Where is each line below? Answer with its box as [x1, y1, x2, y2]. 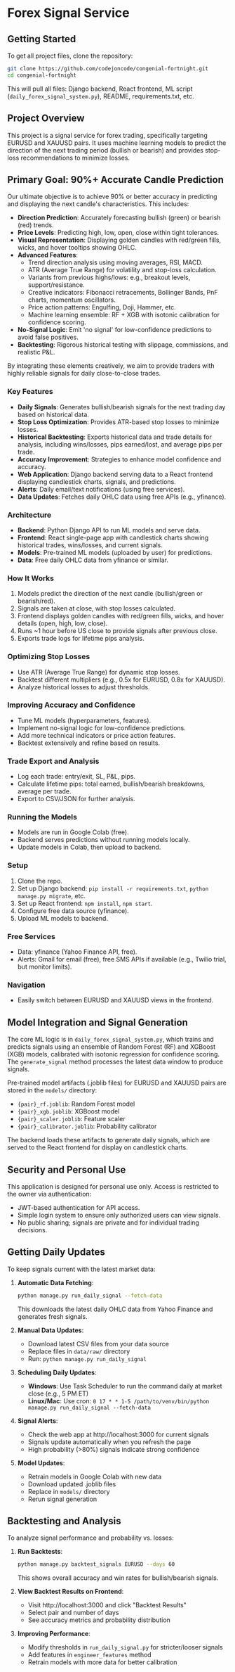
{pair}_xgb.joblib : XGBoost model [17, 1107, 120, 1116]
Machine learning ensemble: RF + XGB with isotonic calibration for [27, 311, 220, 319]
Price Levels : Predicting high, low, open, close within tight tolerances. [17, 229, 220, 237]
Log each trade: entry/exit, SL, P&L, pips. [17, 772, 135, 781]
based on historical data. [17, 410, 90, 419]
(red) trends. [17, 221, 54, 229]
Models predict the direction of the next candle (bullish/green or [17, 589, 203, 598]
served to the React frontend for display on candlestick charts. [7, 1143, 188, 1151]
